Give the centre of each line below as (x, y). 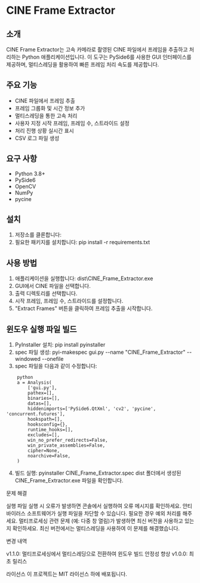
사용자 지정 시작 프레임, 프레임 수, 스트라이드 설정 (72, 123)
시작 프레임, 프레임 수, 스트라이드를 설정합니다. (69, 301)
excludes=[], (44, 435)
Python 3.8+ (30, 174)
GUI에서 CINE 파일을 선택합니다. (53, 286)
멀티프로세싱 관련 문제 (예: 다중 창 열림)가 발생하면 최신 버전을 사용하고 (101, 521)
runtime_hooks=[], (50, 430)
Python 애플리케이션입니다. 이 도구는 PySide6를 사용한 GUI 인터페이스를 (107, 57)
